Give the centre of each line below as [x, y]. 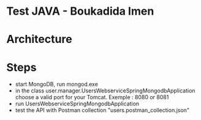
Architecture [39, 39]
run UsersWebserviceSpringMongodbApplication [77, 104]
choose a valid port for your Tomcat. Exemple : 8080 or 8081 [92, 97]
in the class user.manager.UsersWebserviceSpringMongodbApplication [105, 91]
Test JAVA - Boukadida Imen [80, 11]
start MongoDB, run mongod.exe [56, 84]
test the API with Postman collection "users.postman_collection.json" [102, 110]
